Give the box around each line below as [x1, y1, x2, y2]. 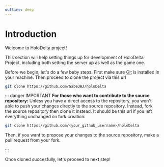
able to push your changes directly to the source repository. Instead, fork [5, 103, 153, 109]
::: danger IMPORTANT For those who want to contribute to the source [5, 93, 150, 99]
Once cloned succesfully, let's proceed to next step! [5, 156, 110, 163]
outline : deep [5, 7, 34, 12]
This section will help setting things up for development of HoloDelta [5, 54, 144, 60]
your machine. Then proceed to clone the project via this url [5, 74, 126, 80]
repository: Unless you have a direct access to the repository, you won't [5, 98, 152, 104]
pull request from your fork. [5, 137, 61, 143]
